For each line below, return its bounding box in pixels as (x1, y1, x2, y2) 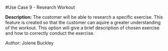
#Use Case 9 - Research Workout (5, 5, 75, 10)
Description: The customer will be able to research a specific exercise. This (5, 14, 163, 20)
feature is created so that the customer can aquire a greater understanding (5, 20, 161, 25)
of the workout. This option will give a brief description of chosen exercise (5, 25, 160, 31)
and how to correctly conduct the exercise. (5, 30, 95, 36)
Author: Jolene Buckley (5, 40, 54, 46)
